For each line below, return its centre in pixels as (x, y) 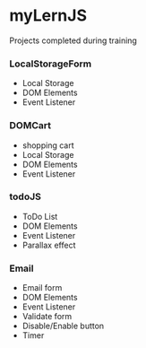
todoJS (26, 196)
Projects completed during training (73, 40)
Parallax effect (49, 245)
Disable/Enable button (63, 326)
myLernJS (48, 16)
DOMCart (30, 126)
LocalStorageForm (51, 64)
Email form (42, 288)
